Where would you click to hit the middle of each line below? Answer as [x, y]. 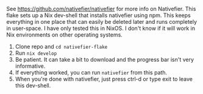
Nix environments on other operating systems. [65, 35]
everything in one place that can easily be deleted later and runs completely [101, 22]
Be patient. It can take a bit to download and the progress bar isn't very [104, 60]
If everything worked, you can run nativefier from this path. [91, 72]
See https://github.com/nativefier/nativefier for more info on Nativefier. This [101, 9]
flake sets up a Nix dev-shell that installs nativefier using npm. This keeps [98, 15]
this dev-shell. [33, 85]
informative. [30, 66]
